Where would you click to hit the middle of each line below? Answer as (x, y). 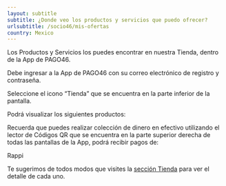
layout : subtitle (32, 13)
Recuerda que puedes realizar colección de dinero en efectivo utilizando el (113, 127)
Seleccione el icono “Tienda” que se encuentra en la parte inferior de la (109, 94)
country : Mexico (30, 33)
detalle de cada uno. (36, 176)
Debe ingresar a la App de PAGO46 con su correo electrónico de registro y (113, 73)
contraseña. (24, 81)
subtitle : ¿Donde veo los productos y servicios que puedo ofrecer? (107, 20)
